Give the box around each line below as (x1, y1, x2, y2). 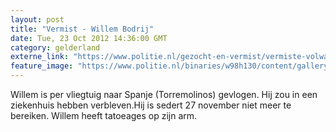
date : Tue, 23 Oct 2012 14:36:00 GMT (10, 33, 168, 43)
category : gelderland (10, 42, 101, 53)
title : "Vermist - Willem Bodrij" (10, 24, 155, 34)
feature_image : (10, 61, 74, 71)
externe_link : (10, 52, 70, 62)
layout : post (10, 14, 65, 25)
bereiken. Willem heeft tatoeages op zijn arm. (10, 110, 198, 121)
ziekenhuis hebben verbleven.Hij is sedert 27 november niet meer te (10, 99, 292, 111)
